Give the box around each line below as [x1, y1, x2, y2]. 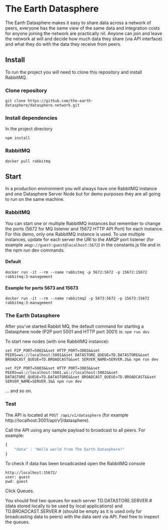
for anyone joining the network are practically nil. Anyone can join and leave [5, 30, 162, 36]
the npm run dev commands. [5, 247, 65, 253]
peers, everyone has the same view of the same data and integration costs [5, 25, 160, 31]
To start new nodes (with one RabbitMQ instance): [5, 338, 110, 345]
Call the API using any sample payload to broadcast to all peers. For [5, 427, 146, 433]
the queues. [5, 519, 30, 525]
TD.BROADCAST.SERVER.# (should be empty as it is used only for [5, 508, 142, 514]
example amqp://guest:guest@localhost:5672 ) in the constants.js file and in [5, 242, 161, 248]
